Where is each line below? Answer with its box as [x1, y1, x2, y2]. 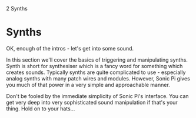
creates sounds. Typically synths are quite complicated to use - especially [6, 69, 186, 76]
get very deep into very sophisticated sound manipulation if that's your [6, 99, 178, 106]
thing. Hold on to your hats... [6, 105, 75, 112]
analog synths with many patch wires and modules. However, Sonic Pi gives [6, 75, 190, 82]
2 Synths [6, 5, 28, 12]
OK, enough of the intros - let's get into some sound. [6, 45, 134, 52]
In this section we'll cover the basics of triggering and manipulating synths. [6, 56, 188, 63]
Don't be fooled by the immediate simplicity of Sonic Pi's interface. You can [6, 92, 190, 99]
